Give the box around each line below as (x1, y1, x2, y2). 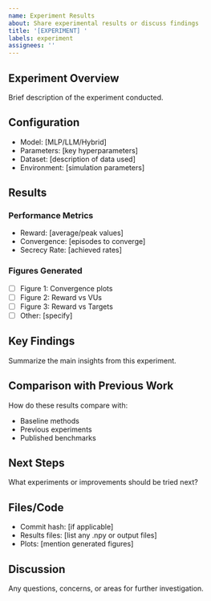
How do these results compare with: (8, 400, 128, 410)
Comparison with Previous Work (8, 379, 174, 393)
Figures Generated (8, 266, 83, 277)
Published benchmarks (19, 432, 96, 442)
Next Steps (8, 457, 65, 469)
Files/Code (8, 501, 64, 514)
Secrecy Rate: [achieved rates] (19, 246, 123, 255)
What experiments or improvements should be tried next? (8, 477, 198, 487)
